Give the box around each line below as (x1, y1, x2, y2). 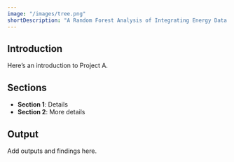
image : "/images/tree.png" (7, 10, 86, 18)
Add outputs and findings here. (7, 147, 97, 155)
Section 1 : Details (17, 100, 69, 109)
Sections (7, 81, 47, 93)
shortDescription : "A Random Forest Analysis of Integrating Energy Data (7, 17, 228, 24)
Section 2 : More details (17, 108, 85, 116)
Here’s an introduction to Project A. (7, 61, 109, 70)
